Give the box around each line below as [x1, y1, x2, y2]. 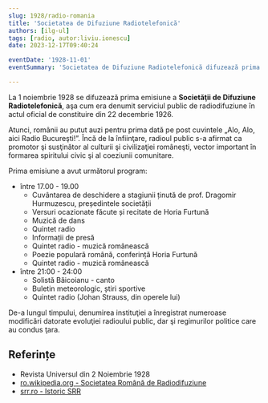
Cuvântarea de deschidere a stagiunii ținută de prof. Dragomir [31, 190, 237, 199]
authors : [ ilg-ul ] [8, 26, 70, 34]
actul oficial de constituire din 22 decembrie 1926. [8, 109, 174, 119]
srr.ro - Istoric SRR [19, 386, 82, 396]
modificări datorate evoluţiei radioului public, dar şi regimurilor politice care [8, 316, 257, 325]
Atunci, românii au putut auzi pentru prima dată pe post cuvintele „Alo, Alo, [8, 125, 255, 135]
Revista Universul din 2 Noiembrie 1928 [19, 369, 151, 379]
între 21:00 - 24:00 [19, 266, 83, 276]
